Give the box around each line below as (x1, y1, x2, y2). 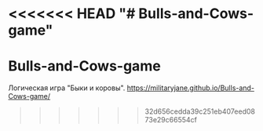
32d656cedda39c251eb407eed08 (144, 107, 255, 116)
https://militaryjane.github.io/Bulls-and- (126, 83, 255, 93)
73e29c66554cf (144, 115, 198, 125)
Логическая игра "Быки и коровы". (8, 83, 126, 93)
